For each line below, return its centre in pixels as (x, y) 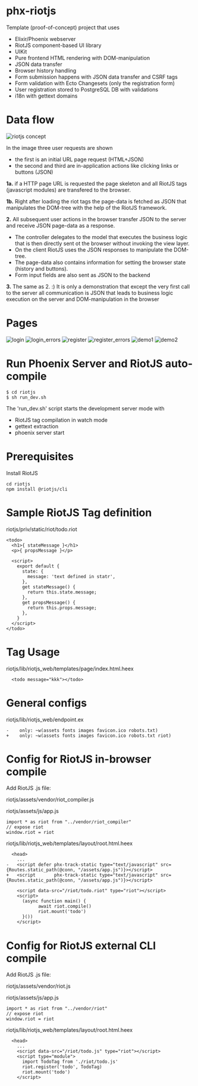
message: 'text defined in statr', (72, 576)
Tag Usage (33, 652)
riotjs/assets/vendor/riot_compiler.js (50, 800)
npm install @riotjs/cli (37, 489)
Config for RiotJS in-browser (79, 759)
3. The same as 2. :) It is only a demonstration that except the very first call (98, 286)
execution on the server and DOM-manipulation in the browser (83, 299)
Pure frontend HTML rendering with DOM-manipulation (82, 58)
